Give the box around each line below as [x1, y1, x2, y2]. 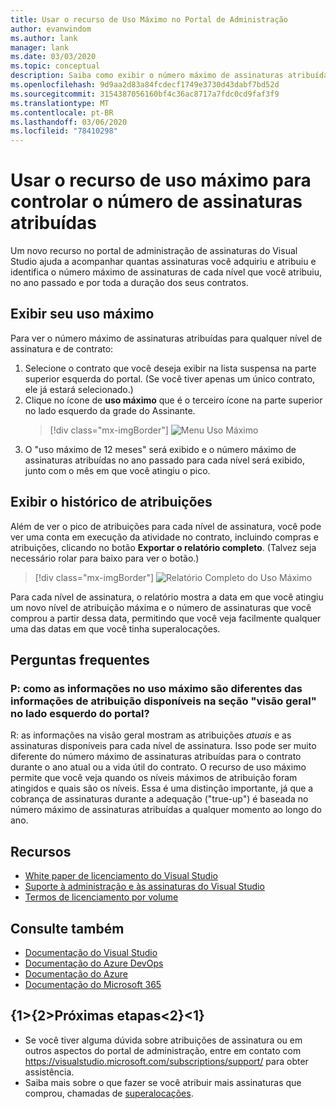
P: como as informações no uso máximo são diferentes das [10, 682, 303, 695]
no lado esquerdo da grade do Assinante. [24, 404, 196, 416]
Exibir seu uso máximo [10, 306, 155, 323]
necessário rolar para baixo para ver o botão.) [10, 552, 200, 564]
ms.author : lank [10, 33, 78, 43]
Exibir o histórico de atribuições [10, 494, 213, 511]
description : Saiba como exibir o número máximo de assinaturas [10, 71, 284, 81]
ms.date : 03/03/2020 [10, 52, 97, 62]
